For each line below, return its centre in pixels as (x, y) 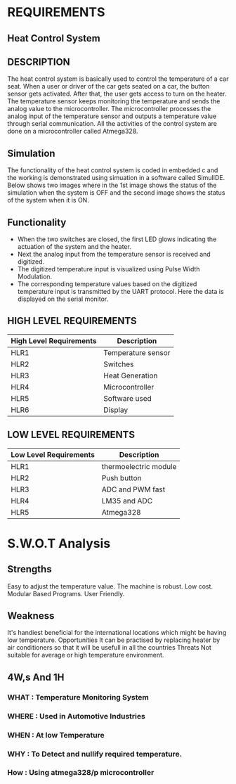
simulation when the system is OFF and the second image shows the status (116, 193)
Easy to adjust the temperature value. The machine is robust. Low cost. (110, 586)
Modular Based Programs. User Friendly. (66, 593)
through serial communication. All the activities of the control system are (112, 124)
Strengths (29, 569)
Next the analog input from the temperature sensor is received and (114, 255)
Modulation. (35, 277)
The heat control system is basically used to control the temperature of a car (118, 79)
